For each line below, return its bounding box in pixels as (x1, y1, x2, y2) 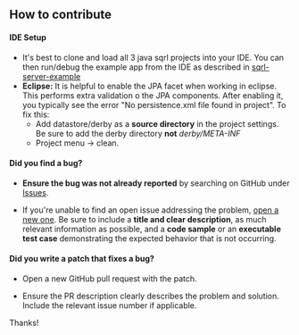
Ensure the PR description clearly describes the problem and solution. (21, 290, 279, 301)
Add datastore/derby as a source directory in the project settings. (35, 118, 279, 129)
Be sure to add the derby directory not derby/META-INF (35, 128, 241, 138)
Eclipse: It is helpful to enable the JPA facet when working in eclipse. (21, 80, 277, 91)
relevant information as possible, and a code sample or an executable (21, 223, 281, 234)
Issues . (21, 187, 49, 197)
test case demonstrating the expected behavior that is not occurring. (21, 232, 277, 244)
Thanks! (9, 317, 39, 328)
